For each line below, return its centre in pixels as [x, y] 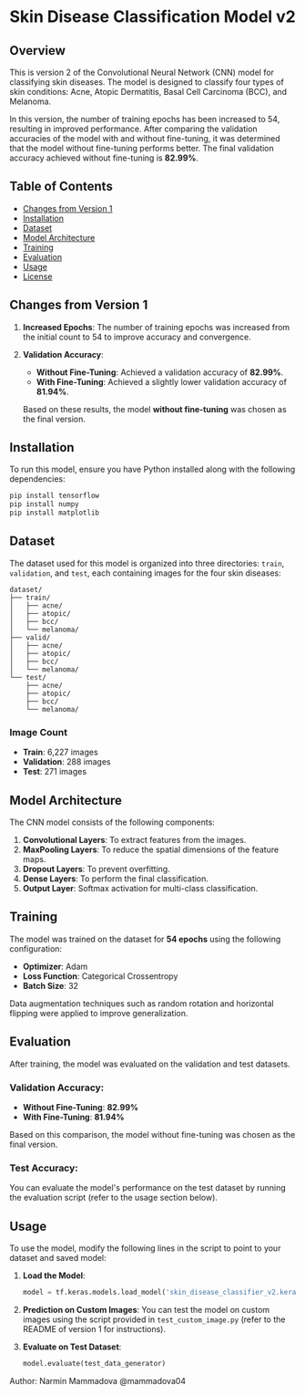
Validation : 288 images [66, 762]
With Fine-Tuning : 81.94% [73, 1117]
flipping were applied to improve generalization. [99, 1013]
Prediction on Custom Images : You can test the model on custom [146, 1309]
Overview [38, 51]
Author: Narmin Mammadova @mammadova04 [98, 1380]
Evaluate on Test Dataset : [72, 1347]
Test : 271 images [55, 772]
